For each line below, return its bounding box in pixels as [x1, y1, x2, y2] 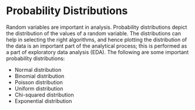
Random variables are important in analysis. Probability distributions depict [6, 24, 187, 31]
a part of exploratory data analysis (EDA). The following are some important [6, 48, 189, 55]
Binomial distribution [14, 72, 65, 79]
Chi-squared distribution [14, 91, 75, 98]
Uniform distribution [14, 85, 63, 92]
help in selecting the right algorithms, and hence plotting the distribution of [6, 36, 187, 43]
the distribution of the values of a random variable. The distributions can [6, 29, 181, 36]
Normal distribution [14, 66, 62, 73]
